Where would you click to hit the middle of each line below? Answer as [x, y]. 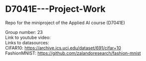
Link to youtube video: [28, 37]
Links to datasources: [27, 42]
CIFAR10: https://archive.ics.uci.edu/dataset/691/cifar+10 [63, 48]
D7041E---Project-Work [55, 9]
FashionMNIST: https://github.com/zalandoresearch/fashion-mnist [73, 53]
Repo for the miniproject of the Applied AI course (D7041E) [65, 23]
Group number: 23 [24, 32]
